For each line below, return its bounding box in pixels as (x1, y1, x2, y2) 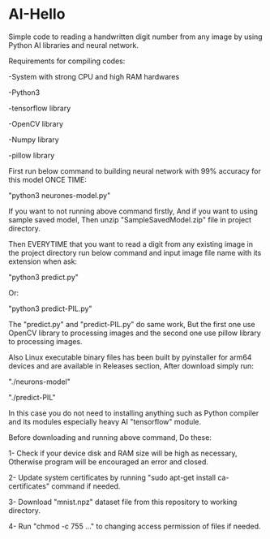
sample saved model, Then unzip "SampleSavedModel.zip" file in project (8, 214, 252, 224)
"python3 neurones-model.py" (8, 190, 111, 200)
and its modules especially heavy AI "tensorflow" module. (8, 416, 202, 426)
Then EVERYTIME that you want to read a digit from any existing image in (8, 239, 254, 248)
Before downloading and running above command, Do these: (8, 432, 212, 442)
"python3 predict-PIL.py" (8, 304, 92, 313)
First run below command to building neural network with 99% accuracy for (8, 166, 262, 175)
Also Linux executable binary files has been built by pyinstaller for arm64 (8, 352, 252, 362)
